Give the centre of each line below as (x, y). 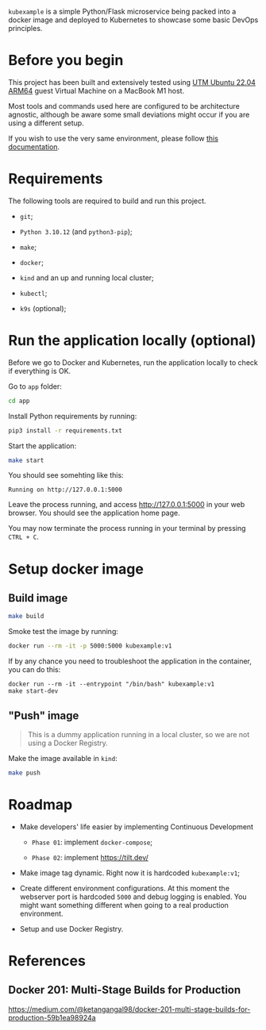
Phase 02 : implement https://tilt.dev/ (90, 857)
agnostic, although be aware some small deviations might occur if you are (129, 114)
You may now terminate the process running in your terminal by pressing (127, 528)
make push (25, 773)
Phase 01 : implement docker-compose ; (92, 842)
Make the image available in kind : (63, 758)
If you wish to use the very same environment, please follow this (113, 138)
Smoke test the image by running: (64, 632)
